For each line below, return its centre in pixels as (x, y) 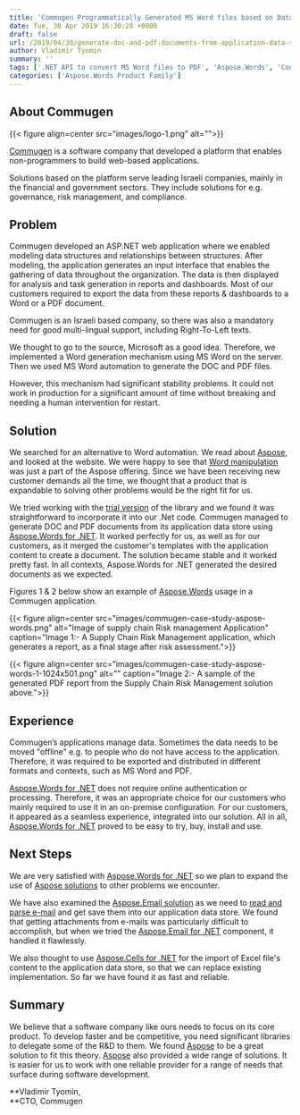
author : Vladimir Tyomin (55, 51)
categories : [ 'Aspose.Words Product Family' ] (95, 76)
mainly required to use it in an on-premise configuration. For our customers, (149, 807)
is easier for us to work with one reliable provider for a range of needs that (146, 1064)
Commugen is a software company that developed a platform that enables (146, 151)
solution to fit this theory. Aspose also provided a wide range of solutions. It (148, 1055)
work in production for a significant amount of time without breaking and (142, 393)
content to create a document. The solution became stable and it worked (143, 555)
